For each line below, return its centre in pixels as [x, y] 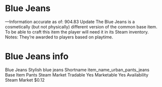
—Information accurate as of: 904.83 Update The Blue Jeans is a [70, 22]
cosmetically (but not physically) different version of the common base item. [81, 26]
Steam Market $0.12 [25, 80]
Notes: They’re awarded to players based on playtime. [59, 37]
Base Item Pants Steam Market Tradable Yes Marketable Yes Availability [77, 75]
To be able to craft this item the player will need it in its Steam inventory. [77, 32]
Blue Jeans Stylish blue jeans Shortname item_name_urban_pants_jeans [77, 70]
